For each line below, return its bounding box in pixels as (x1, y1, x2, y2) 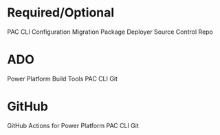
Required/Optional (7, 5, 115, 21)
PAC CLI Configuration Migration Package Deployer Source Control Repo (7, 28, 213, 36)
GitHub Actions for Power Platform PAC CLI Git (7, 121, 139, 129)
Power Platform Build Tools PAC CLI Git (7, 74, 118, 83)
